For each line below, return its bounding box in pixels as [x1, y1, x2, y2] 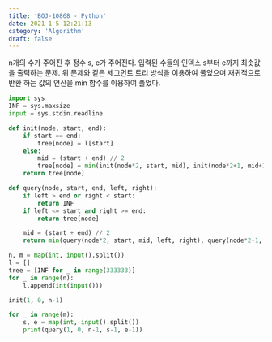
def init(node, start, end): [8, 123, 107, 132]
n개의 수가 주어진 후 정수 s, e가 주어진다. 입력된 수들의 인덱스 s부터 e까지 [8, 58, 240, 67]
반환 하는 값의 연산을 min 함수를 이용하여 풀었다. [8, 78, 161, 88]
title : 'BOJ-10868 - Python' [8, 11, 107, 20]
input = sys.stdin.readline [8, 110, 104, 118]
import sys [8, 94, 45, 102]
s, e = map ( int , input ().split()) [23, 318, 139, 327]
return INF [37, 199, 74, 207]
